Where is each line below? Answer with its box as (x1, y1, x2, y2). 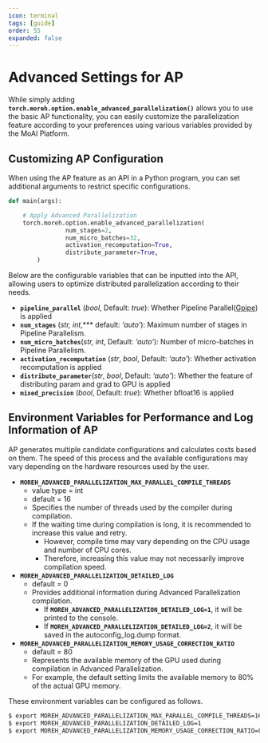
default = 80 (31, 646, 73, 656)
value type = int (31, 485, 84, 495)
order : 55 (8, 26, 41, 34)
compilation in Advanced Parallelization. (31, 664, 164, 673)
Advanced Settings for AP (8, 69, 183, 86)
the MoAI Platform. (8, 129, 70, 138)
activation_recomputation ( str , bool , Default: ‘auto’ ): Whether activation (19, 354, 257, 364)
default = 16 (31, 494, 72, 503)
